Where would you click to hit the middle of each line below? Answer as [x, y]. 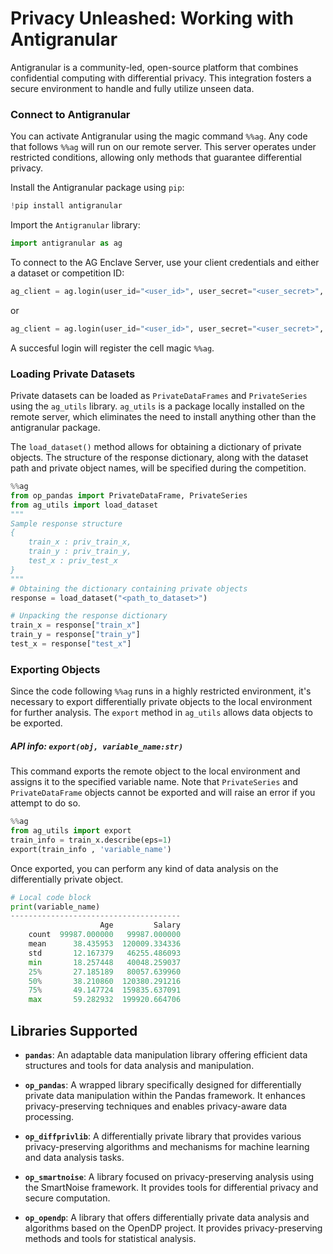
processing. [49, 1116]
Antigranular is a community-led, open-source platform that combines [154, 67]
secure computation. [67, 1198]
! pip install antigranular [66, 206]
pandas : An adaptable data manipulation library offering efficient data [166, 1054]
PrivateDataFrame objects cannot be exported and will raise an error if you [163, 793]
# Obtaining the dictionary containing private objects [129, 588]
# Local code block [51, 897]
